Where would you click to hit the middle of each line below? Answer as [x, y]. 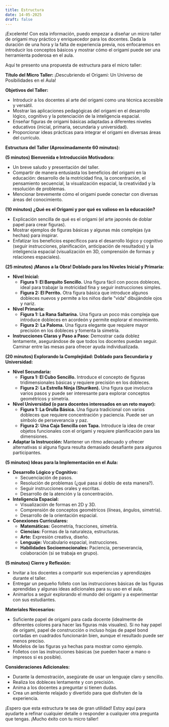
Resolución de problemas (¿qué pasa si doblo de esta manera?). [87, 483]
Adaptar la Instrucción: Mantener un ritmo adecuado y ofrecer [78, 442]
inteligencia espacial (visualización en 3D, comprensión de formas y [83, 252]
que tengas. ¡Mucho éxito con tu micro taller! [52, 719]
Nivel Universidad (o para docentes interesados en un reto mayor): [84, 404]
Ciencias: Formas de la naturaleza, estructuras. [70, 532]
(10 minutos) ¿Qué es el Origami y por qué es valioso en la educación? [80, 210]
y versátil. [23, 106]
